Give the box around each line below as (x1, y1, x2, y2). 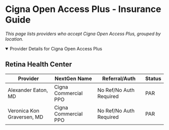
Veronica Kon (8, 107, 39, 114)
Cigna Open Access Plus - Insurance (5, 3, 161, 15)
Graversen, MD (8, 113, 44, 120)
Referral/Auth (102, 75, 136, 82)
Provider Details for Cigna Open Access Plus (10, 45, 102, 51)
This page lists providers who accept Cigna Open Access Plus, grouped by (5, 30, 161, 36)
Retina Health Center (5, 60, 72, 68)
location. (5, 36, 24, 42)
